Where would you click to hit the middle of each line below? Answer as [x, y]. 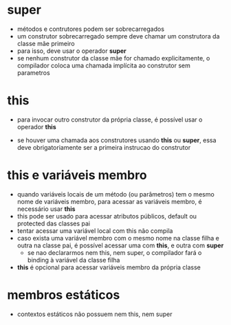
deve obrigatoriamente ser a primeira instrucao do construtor [104, 147]
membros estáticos [64, 295]
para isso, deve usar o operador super [72, 51]
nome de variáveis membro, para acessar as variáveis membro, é [109, 201]
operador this [36, 126]
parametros [33, 72]
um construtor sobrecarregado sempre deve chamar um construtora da [118, 36]
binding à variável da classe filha [74, 260]
